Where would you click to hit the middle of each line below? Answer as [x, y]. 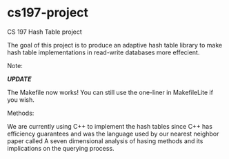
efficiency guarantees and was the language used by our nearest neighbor [113, 134]
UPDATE [19, 79]
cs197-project [48, 13]
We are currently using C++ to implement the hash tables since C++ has [110, 126]
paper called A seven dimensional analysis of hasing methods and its [105, 141]
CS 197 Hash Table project [45, 32]
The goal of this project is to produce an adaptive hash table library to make [115, 45]
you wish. [21, 99]
